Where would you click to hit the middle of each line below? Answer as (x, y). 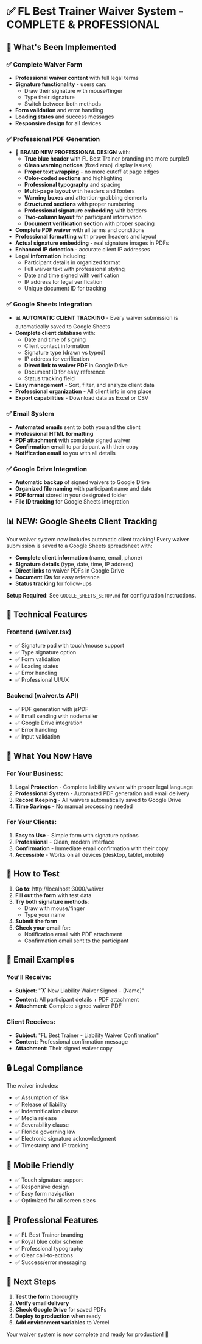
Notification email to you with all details (65, 453)
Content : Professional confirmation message (71, 1041)
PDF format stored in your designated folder (71, 495)
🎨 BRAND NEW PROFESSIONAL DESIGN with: (73, 152)
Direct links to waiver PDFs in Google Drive (69, 570)
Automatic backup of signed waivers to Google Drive (82, 482)
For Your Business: (35, 773)
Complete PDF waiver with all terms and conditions (80, 230)
